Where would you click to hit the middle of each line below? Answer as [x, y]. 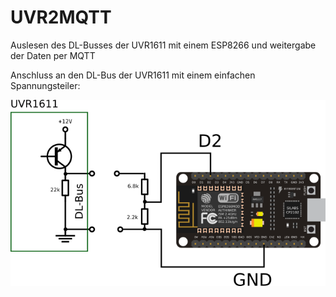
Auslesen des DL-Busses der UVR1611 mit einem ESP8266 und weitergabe [163, 45]
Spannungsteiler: [45, 85]
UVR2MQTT [61, 17]
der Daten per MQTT [53, 55]
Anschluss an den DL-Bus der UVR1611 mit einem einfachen [133, 75]
